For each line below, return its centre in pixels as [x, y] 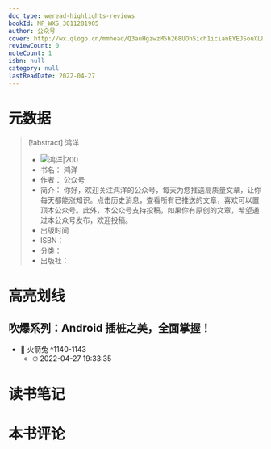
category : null [34, 69]
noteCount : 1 [30, 53]
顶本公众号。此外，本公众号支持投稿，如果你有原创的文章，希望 [146, 210]
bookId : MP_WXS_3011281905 [54, 23]
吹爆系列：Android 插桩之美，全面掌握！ [110, 328]
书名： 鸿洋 [59, 170]
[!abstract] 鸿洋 [54, 142]
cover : [19, 38]
